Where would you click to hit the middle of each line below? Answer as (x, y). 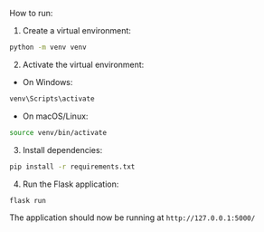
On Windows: (47, 82)
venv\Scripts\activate (52, 99)
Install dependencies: (62, 150)
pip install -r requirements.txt (72, 167)
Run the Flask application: (71, 184)
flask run (28, 200)
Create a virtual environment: (76, 30)
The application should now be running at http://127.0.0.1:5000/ (132, 217)
